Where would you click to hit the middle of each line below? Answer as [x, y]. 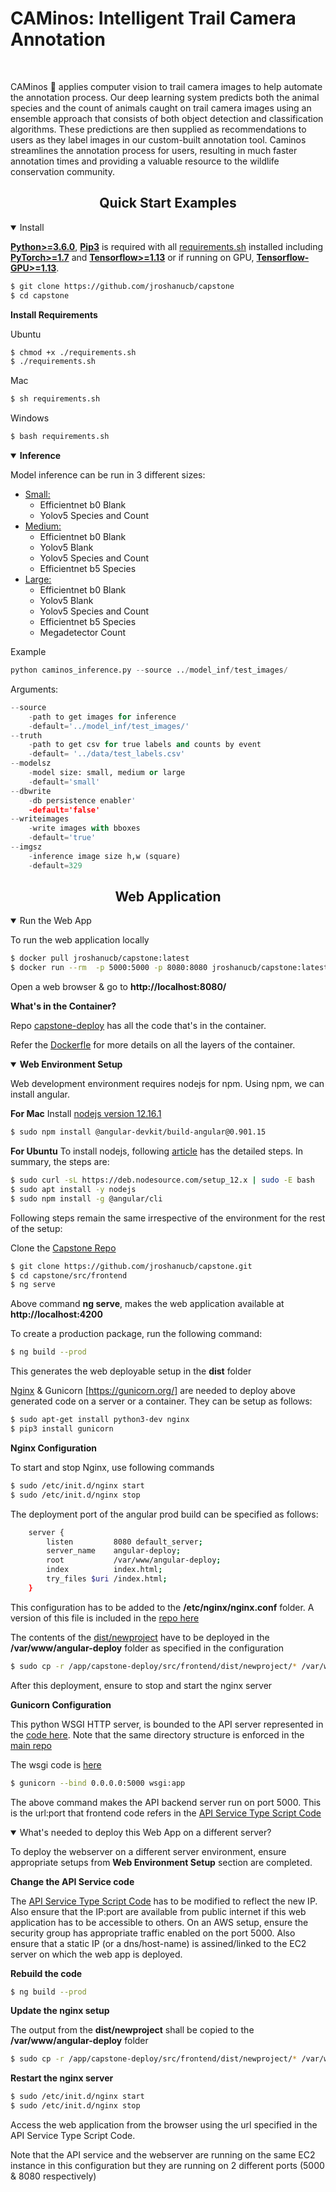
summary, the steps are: [60, 1162]
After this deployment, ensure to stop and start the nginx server [141, 1685]
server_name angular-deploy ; [114, 1551]
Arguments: [34, 689]
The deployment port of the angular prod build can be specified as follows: [164, 1514]
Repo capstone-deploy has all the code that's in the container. [138, 1026]
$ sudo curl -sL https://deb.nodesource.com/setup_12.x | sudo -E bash [162, 1180]
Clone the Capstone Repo [63, 1248]
